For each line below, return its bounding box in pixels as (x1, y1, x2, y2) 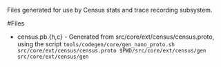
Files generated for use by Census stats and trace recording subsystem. (7, 6, 213, 14)
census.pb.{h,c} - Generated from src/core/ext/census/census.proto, (17, 32, 215, 41)
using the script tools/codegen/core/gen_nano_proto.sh (17, 40, 175, 48)
